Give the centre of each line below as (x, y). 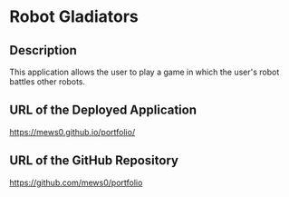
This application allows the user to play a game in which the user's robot (144, 72)
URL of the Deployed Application (103, 110)
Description (43, 50)
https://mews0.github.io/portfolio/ (72, 132)
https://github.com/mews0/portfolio (76, 182)
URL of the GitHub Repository (94, 161)
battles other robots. (48, 82)
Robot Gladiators (74, 17)
